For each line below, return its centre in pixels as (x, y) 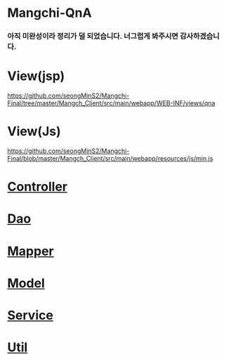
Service (31, 315)
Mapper (31, 251)
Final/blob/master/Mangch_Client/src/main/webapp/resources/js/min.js (110, 158)
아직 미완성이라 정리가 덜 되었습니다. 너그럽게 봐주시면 (93, 37)
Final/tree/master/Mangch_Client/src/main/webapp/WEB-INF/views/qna (111, 103)
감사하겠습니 (200, 37)
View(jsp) (36, 76)
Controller (38, 187)
